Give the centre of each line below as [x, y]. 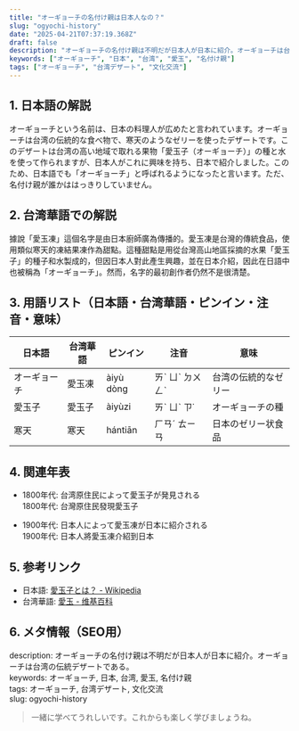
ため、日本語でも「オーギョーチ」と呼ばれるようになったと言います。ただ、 [149, 173]
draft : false [33, 42]
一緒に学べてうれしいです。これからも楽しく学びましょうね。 [143, 717]
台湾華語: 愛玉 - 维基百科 [68, 601]
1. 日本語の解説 [50, 106]
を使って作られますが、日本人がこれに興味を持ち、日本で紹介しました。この [149, 162]
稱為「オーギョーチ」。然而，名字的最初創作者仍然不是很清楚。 [140, 272]
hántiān [122, 431]
